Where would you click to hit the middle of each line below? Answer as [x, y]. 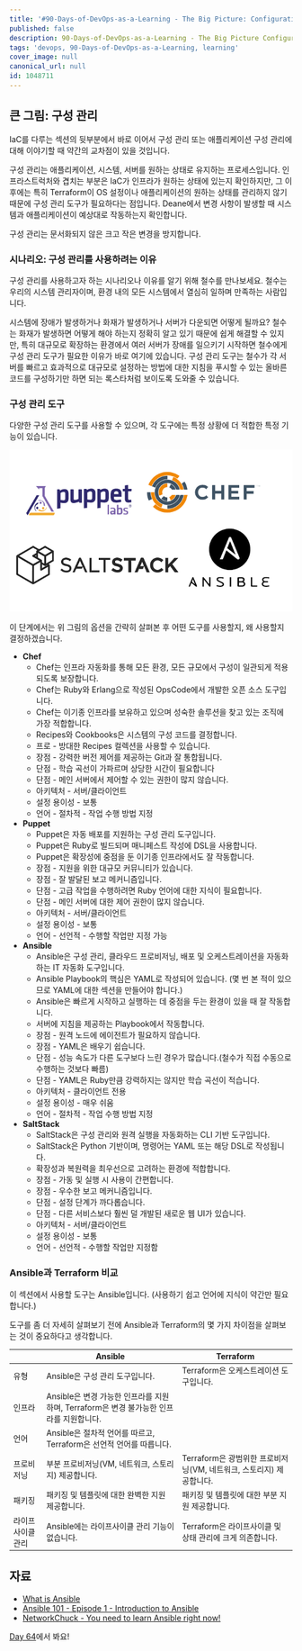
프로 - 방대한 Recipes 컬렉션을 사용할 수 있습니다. [123, 746]
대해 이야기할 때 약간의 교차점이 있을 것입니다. [90, 150]
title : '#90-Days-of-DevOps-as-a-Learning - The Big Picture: [128, 19]
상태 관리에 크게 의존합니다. [230, 1537]
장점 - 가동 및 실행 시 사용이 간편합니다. [104, 1180]
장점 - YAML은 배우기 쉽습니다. [90, 1047]
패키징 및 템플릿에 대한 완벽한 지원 [106, 1495]
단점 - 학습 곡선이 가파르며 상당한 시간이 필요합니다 [125, 769]
